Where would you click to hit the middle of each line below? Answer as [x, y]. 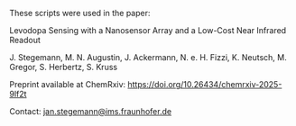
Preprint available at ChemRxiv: [68, 84]
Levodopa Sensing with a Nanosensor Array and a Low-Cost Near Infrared [148, 30]
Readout [25, 40]
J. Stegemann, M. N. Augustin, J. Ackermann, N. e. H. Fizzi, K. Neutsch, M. [148, 57]
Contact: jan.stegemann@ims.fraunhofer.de [91, 111]
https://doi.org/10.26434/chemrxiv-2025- [205, 84]
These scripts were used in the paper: [80, 13]
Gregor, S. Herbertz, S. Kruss [64, 67]
